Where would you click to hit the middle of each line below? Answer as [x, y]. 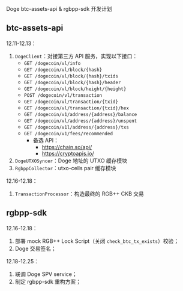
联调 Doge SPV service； [46, 274]
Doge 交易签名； [35, 248]
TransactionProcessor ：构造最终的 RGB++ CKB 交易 [79, 194]
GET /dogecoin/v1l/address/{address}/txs [76, 127]
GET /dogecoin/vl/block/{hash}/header [72, 82]
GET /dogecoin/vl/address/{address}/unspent [80, 121]
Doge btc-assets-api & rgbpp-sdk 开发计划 [59, 9]
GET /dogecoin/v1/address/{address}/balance [80, 114]
